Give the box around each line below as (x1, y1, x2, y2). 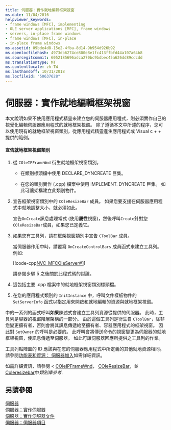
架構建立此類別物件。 (34, 187, 79, 194)
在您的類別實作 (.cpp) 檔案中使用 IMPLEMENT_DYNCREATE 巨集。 (20, 181, 160, 187)
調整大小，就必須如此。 (30, 205, 80, 211)
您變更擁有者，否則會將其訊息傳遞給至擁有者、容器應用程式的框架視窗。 (5, 322, 157, 328)
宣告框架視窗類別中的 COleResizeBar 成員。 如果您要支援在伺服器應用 (12, 198, 158, 205)
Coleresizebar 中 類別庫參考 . (5, 369, 63, 375)
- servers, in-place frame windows (5, 31, 81, 36)
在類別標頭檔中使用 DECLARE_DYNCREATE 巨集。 (20, 170, 126, 176)
